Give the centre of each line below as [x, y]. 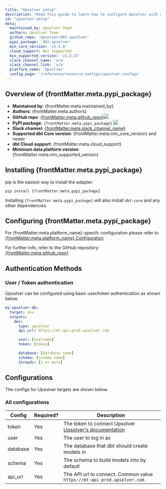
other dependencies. [26, 205]
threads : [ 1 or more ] [41, 362]
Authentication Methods [44, 268]
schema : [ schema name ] [41, 357]
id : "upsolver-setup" [27, 19]
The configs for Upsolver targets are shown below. [57, 390]
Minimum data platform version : [46, 149]
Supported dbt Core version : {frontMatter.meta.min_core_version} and [84, 133]
